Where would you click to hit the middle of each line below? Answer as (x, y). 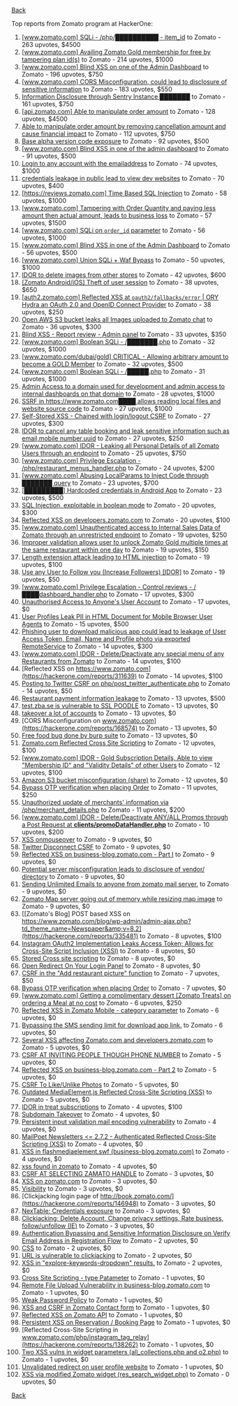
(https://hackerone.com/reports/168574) (80, 728)
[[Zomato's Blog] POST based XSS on (76, 914)
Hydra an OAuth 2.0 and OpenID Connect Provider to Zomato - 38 (116, 304)
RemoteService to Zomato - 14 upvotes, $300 (87, 646)
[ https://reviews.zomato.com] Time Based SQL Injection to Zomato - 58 (124, 193)
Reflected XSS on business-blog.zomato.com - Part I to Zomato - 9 (118, 854)
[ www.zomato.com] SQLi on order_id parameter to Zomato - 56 (113, 230)
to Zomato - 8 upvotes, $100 (181, 936)
